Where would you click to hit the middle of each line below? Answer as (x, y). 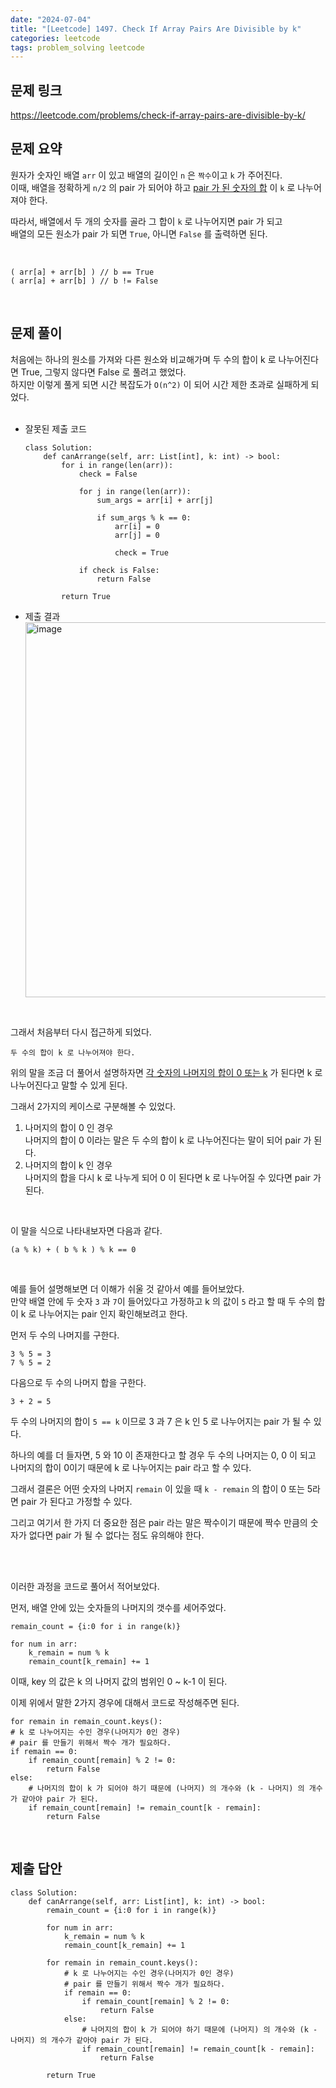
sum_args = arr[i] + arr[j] (155, 500)
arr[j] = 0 (137, 535)
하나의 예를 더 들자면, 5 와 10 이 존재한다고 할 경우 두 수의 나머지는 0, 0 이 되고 (163, 1455)
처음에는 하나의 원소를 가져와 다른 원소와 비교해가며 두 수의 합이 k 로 (143, 359)
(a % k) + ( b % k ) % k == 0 (73, 1249)
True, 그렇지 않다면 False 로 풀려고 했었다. (103, 372)
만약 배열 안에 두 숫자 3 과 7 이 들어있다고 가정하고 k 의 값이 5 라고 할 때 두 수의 (162, 1301)
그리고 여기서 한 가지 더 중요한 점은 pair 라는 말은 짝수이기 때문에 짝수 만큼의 (159, 1522)
